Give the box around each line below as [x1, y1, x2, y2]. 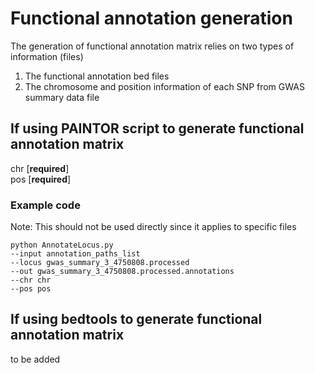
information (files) [10, 50, 84, 62]
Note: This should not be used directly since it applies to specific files [10, 221, 297, 233]
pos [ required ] [10, 173, 72, 185]
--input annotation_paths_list [10, 249, 141, 259]
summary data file [24, 91, 100, 103]
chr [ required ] [10, 162, 70, 174]
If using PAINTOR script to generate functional [10, 120, 305, 137]
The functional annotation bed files [24, 70, 170, 82]
